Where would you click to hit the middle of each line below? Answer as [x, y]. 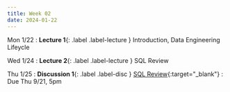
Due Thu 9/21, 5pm [35, 81]
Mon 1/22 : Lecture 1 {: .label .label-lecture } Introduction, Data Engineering [114, 39]
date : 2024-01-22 [32, 20]
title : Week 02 [29, 13]
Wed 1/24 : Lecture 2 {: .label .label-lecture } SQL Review [88, 60]
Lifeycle [18, 47]
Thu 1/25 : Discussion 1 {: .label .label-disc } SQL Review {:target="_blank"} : [115, 74]
